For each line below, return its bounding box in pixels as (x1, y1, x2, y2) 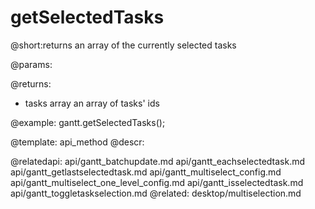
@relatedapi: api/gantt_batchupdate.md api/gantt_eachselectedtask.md (10, 155, 306, 167)
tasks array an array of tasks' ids (24, 97, 160, 109)
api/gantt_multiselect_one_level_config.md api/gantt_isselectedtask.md (10, 176, 304, 188)
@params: (10, 58, 53, 70)
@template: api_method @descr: (10, 136, 145, 148)
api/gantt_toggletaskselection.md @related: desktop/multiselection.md (10, 187, 302, 199)
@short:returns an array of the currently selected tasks (10, 39, 237, 51)
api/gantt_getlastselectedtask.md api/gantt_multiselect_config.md (10, 166, 282, 178)
